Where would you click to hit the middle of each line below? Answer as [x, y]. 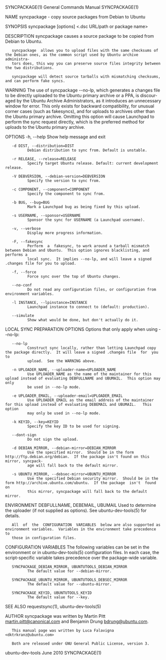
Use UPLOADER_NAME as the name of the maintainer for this [89, 374]
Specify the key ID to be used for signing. [74, 426]
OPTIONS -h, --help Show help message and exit [55, 137]
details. [13, 516]
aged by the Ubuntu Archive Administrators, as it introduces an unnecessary [83, 101]
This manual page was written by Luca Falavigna [63, 631]
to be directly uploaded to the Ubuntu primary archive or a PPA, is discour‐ [81, 95]
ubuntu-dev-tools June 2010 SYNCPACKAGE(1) [53, 653]
